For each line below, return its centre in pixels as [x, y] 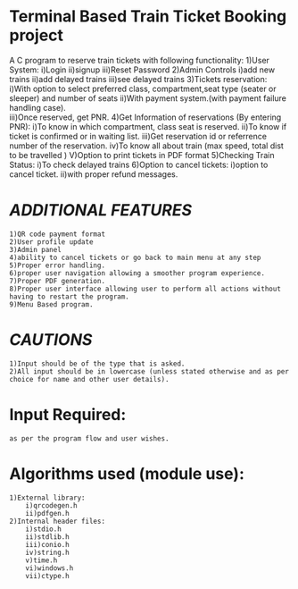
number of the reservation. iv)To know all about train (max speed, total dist [146, 146]
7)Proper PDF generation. [57, 281]
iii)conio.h [47, 544]
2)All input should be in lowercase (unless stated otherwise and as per [149, 371]
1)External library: [48, 498]
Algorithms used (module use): [127, 473]
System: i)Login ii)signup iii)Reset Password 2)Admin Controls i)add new [142, 70]
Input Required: [68, 415]
